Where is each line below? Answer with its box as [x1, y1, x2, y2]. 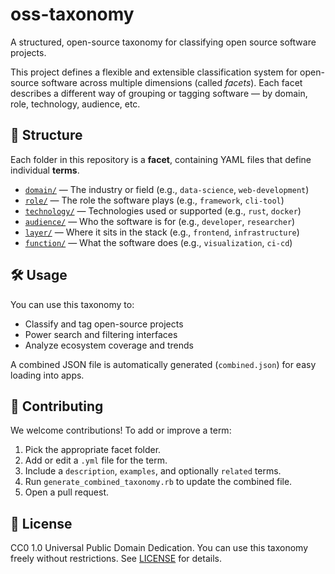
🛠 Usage [10, 267, 68, 284]
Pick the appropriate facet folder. [24, 444, 162, 456]
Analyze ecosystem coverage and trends [24, 339, 194, 351]
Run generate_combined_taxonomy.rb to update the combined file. [24, 476, 293, 488]
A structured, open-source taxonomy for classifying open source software [10, 36, 317, 48]
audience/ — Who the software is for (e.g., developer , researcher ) [24, 215, 296, 227]
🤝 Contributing [10, 398, 104, 415]
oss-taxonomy [10, 3, 135, 26]
